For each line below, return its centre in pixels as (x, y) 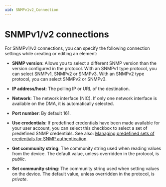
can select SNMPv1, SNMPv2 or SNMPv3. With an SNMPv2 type (78, 74)
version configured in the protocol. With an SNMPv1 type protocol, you (84, 68)
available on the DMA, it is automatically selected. (63, 103)
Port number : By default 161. (41, 113)
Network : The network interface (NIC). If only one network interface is (84, 98)
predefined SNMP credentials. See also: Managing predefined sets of (83, 133)
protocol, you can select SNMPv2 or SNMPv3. (59, 79)
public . (19, 159)
